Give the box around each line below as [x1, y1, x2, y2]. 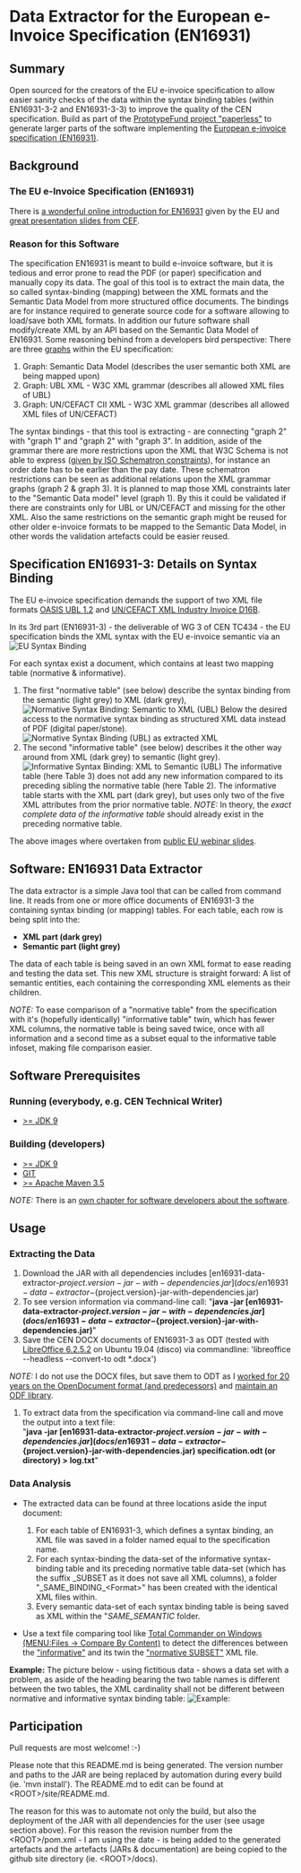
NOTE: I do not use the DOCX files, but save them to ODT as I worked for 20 [9, 1371, 289, 1382]
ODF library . [9, 1390, 54, 1400]
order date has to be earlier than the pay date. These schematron [9, 464, 251, 474]
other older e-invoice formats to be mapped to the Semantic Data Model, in [9, 521, 287, 532]
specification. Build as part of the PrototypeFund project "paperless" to [9, 114, 272, 124]
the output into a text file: [21, 1417, 116, 1427]
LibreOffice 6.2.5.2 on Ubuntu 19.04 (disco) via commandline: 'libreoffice [21, 1344, 291, 1355]
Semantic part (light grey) [21, 941, 121, 951]
